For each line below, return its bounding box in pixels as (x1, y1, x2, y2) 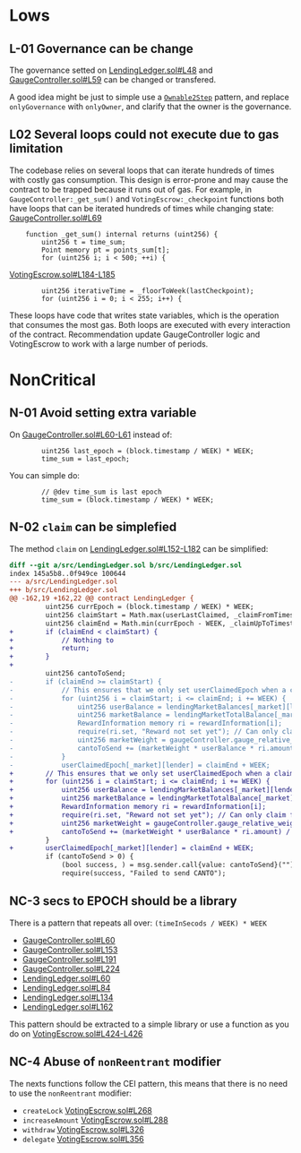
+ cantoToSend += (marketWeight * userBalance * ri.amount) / (9, 827, 291, 836)
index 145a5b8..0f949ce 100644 (9, 569, 126, 578)
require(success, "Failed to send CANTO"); (61, 869, 227, 878)
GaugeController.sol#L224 (21, 963, 121, 974)
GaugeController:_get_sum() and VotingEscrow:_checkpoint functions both (9, 194, 285, 204)
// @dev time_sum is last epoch (41, 487, 163, 496)
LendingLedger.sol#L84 (21, 982, 111, 993)
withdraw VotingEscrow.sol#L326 (21, 1123, 145, 1134)
